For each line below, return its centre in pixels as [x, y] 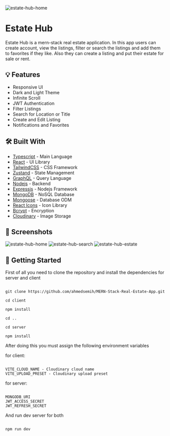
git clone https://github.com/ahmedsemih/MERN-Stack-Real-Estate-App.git [85, 292]
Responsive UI [28, 87]
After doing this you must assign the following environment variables [77, 346]
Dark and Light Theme [36, 92]
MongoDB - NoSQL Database [44, 194]
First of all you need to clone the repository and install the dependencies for [85, 272]
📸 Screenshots [29, 232]
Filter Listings [27, 108]
